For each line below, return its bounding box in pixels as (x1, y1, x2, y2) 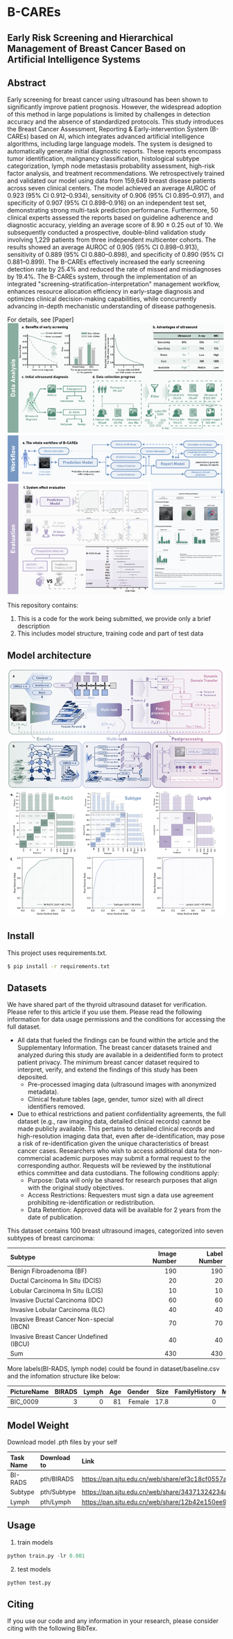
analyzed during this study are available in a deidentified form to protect (17, 1051, 223, 1059)
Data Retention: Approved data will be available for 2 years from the (27, 1206, 221, 1214)
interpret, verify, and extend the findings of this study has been (17, 1065, 198, 1074)
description (17, 622, 50, 631)
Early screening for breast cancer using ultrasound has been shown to (7, 95, 209, 104)
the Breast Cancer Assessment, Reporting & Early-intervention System (7, 125, 209, 133)
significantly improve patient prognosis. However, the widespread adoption (7, 103, 222, 111)
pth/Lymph (40, 1497, 71, 1506)
